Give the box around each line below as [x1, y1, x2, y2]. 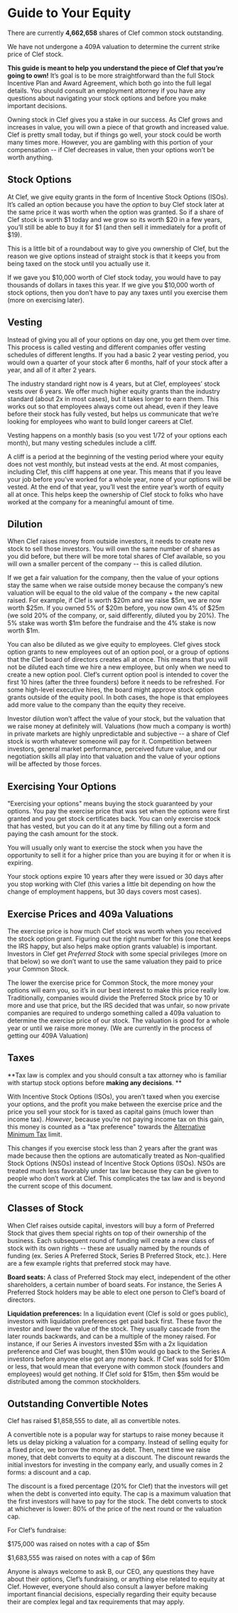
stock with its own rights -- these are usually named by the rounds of [7, 1244, 210, 1252]
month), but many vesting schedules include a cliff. [7, 438, 157, 447]
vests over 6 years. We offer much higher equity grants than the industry [7, 386, 220, 396]
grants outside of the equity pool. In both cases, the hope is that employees [7, 693, 229, 702]
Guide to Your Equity [7, 5, 131, 21]
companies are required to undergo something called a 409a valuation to [7, 1009, 222, 1017]
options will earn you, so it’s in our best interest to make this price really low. [7, 986, 230, 994]
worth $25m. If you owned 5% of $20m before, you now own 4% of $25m [7, 603, 225, 613]
